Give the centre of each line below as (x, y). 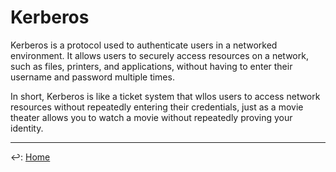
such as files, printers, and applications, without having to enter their (151, 66)
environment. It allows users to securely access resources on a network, (159, 55)
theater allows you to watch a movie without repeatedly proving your (151, 117)
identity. (27, 128)
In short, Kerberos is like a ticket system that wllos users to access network (165, 96)
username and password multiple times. (92, 77)
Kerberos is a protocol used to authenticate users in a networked (144, 45)
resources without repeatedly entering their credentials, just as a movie (157, 107)
